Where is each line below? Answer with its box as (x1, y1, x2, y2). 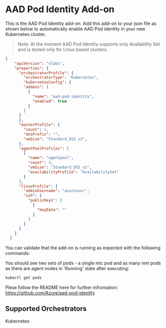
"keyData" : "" (37, 207, 67, 212)
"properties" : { (14, 65, 49, 71)
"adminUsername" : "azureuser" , (23, 188, 90, 193)
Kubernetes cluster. (5, 31, 46, 37)
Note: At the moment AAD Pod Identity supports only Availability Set (17, 41, 160, 47)
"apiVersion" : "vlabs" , (14, 61, 65, 66)
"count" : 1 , (23, 127, 49, 133)
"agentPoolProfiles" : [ (18, 146, 70, 151)
